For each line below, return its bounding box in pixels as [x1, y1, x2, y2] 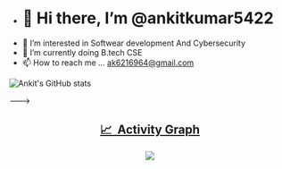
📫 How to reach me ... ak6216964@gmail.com [21, 57, 195, 68]
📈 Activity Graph [99, 123, 201, 138]
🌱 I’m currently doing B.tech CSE [21, 46, 143, 57]
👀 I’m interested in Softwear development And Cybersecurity [21, 38, 245, 48]
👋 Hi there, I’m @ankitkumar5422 [21, 8, 274, 29]
